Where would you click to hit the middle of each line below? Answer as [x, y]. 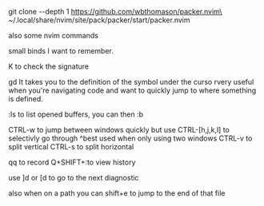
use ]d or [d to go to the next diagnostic [74, 178]
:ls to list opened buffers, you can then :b [76, 114]
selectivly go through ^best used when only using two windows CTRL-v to [130, 138]
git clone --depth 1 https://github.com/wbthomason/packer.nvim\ [115, 12]
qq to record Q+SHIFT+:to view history [72, 162]
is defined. [26, 99]
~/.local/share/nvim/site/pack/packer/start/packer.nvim [99, 20]
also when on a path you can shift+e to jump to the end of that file [117, 193]
